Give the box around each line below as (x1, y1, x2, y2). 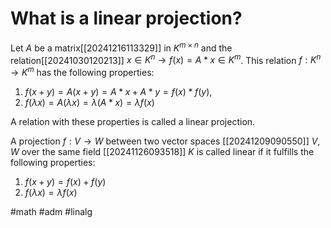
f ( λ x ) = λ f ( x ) (24, 186, 78, 198)
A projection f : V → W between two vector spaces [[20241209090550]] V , (10, 135, 321, 147)
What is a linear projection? (10, 7, 243, 30)
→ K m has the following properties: (10, 65, 155, 78)
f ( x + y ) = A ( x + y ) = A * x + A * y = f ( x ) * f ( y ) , (24, 85, 213, 97)
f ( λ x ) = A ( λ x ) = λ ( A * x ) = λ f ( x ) (24, 96, 155, 108)
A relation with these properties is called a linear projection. (10, 115, 256, 127)
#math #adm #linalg (10, 205, 93, 217)
